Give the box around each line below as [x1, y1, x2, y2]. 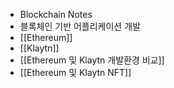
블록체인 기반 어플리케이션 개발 [19, 20, 141, 32]
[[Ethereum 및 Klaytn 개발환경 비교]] [19, 54, 165, 66]
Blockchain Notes [19, 9, 93, 20]
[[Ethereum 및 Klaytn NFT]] [19, 67, 132, 78]
